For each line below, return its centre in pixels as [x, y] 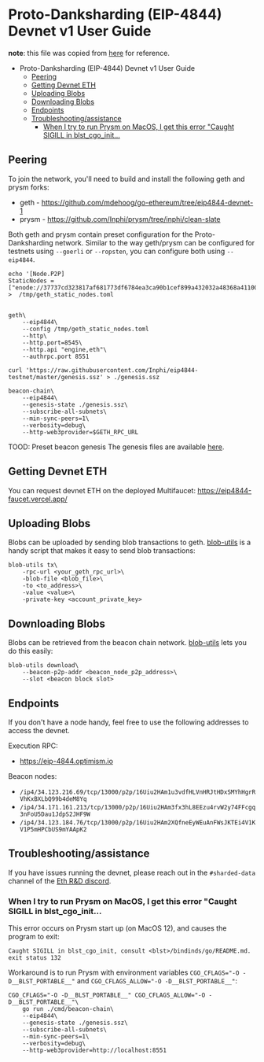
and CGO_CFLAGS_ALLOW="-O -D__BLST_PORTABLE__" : [157, 981]
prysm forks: [29, 187]
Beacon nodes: [33, 776]
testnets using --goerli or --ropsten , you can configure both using [117, 251]
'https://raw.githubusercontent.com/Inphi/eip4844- [112, 370]
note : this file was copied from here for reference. [89, 53]
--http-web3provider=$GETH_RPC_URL [81, 432]
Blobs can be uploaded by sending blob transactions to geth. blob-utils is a [130, 542]
